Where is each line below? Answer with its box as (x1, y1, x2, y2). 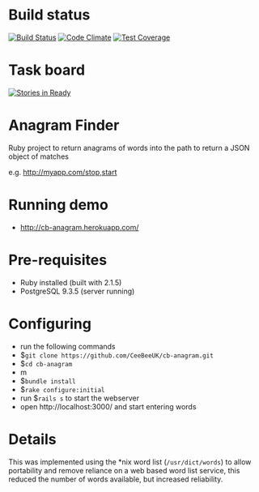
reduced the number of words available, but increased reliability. (8, 474, 223, 484)
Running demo (8, 196, 109, 214)
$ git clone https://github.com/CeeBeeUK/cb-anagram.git (19, 350, 214, 360)
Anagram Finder (8, 116, 120, 135)
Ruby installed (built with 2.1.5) (19, 277, 122, 287)
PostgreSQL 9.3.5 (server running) (19, 286, 135, 296)
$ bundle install (19, 375, 77, 386)
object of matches (8, 152, 69, 161)
